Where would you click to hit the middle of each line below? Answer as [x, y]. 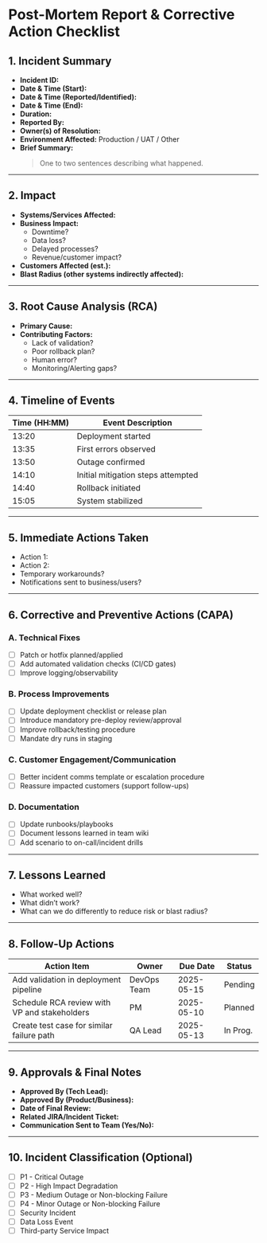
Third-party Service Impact [64, 1231]
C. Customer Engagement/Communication [92, 760]
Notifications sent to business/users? [80, 582]
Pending [239, 985]
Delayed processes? [65, 248]
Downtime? [50, 232]
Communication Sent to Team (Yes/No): [87, 1125]
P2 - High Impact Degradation [69, 1186]
